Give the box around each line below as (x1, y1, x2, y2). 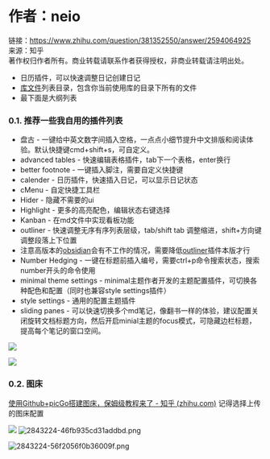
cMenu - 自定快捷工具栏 (19, 185, 101, 195)
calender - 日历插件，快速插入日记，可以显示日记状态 (19, 175, 198, 185)
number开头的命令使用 (19, 266, 96, 275)
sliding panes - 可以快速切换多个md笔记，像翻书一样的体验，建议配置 (19, 306, 252, 316)
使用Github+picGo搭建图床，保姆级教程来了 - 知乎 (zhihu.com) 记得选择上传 (8, 398, 261, 407)
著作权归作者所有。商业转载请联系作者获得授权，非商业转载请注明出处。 (8, 56, 248, 65)
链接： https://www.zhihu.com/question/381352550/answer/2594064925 (8, 35, 251, 45)
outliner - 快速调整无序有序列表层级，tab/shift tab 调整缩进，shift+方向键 (19, 225, 262, 235)
